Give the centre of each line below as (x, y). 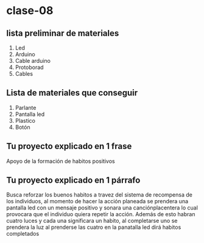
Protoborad (29, 67)
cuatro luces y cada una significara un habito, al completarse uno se (92, 221)
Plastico (25, 120)
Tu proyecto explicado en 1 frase (69, 146)
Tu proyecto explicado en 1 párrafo (73, 180)
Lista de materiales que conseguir (72, 93)
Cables (24, 74)
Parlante (26, 107)
